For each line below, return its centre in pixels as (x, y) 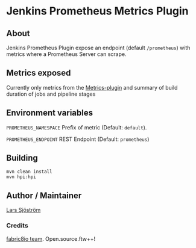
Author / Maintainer (44, 195)
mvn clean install (29, 172)
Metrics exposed (39, 73)
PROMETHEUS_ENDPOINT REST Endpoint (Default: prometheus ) (78, 139)
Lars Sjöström (24, 210)
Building (22, 158)
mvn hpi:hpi (21, 177)
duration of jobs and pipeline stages (51, 94)
